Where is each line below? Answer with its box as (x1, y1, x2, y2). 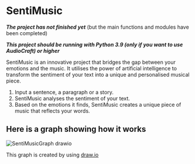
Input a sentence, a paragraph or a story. (14, 88, 114, 95)
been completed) (6, 29, 48, 36)
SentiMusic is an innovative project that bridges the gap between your (6, 59, 176, 66)
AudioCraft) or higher (6, 47, 60, 54)
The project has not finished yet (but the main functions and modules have (6, 23, 189, 30)
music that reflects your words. (14, 107, 90, 114)
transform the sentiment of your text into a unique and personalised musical (6, 71, 190, 78)
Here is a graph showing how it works (6, 124, 146, 134)
